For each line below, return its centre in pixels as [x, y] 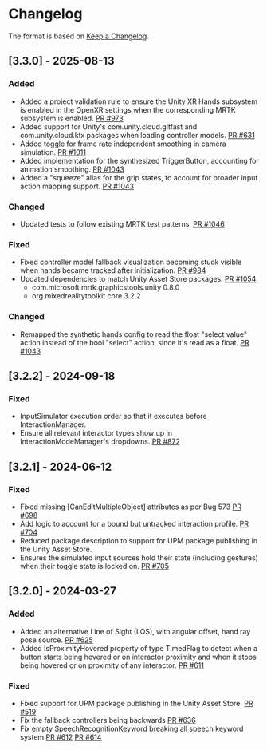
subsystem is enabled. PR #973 [71, 118]
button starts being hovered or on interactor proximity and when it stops [138, 657]
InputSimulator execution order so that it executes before [113, 416]
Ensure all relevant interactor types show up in [96, 433]
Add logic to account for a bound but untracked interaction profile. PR [134, 523]
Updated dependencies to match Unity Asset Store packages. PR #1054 [138, 279]
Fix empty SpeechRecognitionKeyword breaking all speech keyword [132, 728]
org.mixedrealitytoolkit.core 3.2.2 [86, 296]
